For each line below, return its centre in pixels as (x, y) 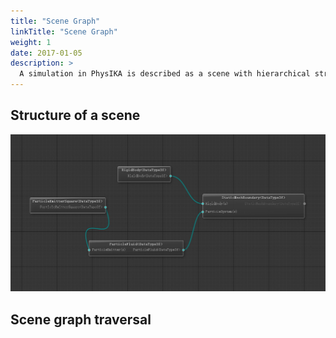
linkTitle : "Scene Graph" (64, 31)
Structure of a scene (75, 115)
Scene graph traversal (81, 319)
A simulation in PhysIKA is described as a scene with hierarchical (165, 74)
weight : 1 (31, 42)
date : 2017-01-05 (46, 53)
